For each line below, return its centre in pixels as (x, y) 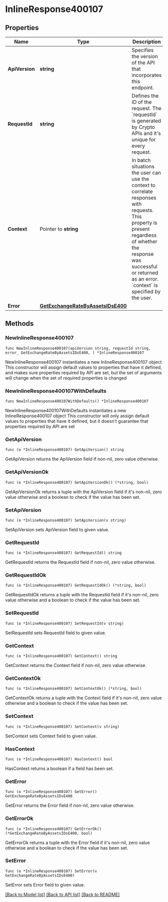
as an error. (145, 279)
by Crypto (143, 127)
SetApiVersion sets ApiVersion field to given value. (57, 529)
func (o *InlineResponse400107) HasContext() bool (59, 759)
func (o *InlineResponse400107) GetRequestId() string (63, 553)
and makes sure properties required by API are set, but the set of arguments (83, 372)
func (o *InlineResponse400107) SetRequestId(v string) (64, 623)
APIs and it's (146, 133)
